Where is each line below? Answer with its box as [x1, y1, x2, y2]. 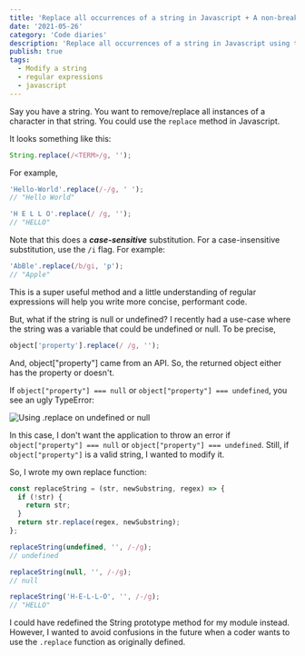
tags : [9, 55, 30, 65]
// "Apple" [9, 270, 51, 279]
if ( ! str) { [17, 492, 64, 502]
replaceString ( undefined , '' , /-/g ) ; [9, 542, 152, 552]
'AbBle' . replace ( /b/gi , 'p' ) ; [9, 262, 124, 271]
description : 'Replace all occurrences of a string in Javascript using [9, 38, 290, 48]
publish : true [9, 47, 64, 56]
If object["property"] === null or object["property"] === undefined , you [9, 384, 288, 395]
